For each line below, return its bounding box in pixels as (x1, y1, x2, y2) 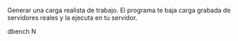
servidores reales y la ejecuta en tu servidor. (7, 13, 138, 22)
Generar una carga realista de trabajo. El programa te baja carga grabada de (7, 6, 231, 14)
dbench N (7, 28, 37, 35)
